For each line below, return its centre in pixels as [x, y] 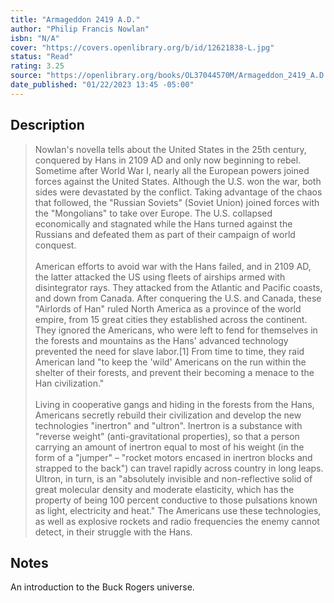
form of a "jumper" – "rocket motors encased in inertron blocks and [173, 457]
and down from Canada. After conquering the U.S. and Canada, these [178, 298]
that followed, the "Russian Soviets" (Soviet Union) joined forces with [177, 202]
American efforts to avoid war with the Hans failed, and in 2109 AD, [173, 266]
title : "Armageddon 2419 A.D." [75, 19]
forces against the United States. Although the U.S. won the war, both [178, 181]
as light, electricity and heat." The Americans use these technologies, [178, 510]
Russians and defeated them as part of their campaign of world [165, 234]
